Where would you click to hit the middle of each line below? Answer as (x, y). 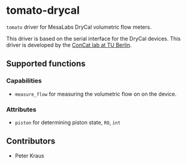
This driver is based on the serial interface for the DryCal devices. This (93, 38)
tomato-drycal (43, 10)
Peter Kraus (29, 156)
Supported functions (46, 64)
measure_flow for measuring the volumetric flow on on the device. (96, 94)
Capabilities (24, 81)
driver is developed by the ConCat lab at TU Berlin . (69, 45)
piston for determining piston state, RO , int (68, 122)
